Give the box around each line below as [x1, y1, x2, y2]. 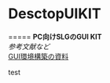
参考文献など [8, 41, 49, 51]
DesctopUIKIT [8, 5, 101, 23]
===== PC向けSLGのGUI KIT [8, 32, 102, 41]
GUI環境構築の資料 [8, 51, 69, 61]
